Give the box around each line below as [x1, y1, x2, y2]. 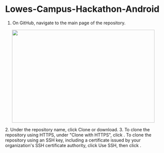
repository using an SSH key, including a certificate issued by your [5, 137, 141, 143]
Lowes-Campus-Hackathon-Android [5, 3, 160, 15]
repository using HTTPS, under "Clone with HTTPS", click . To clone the [5, 132, 152, 138]
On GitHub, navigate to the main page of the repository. [12, 20, 126, 26]
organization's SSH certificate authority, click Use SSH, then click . [5, 142, 141, 148]
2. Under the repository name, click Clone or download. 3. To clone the [5, 126, 150, 132]
